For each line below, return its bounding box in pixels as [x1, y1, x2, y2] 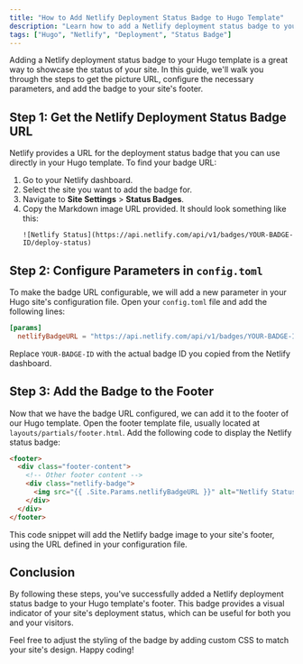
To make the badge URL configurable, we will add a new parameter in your [9, 287, 287, 298]
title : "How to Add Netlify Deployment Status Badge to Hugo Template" [9, 13, 284, 23]
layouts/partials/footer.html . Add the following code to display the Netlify [9, 427, 292, 438]
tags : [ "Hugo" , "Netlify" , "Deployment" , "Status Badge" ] [9, 30, 232, 39]
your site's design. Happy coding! [9, 644, 134, 655]
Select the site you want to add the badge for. [22, 184, 192, 195]
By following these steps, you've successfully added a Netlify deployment [9, 588, 284, 600]
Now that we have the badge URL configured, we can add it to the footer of [9, 408, 289, 419]
